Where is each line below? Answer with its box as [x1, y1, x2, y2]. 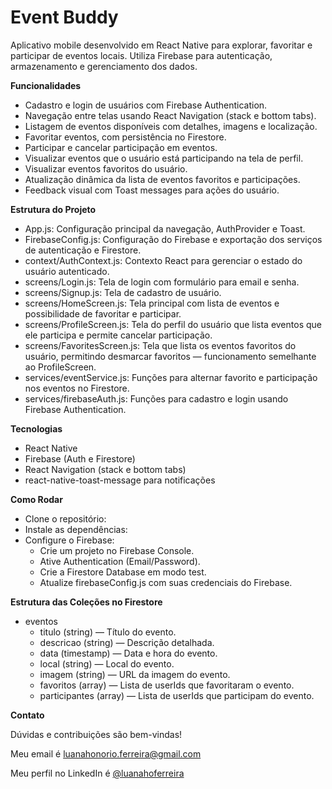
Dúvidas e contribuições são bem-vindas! [10, 728, 183, 740]
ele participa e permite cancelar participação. [24, 329, 213, 341]
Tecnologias [10, 422, 63, 435]
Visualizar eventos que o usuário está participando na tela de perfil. [24, 152, 304, 164]
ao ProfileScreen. [24, 361, 97, 373]
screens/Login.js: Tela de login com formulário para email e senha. [24, 276, 300, 288]
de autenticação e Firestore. [24, 244, 142, 256]
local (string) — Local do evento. [39, 657, 175, 670]
